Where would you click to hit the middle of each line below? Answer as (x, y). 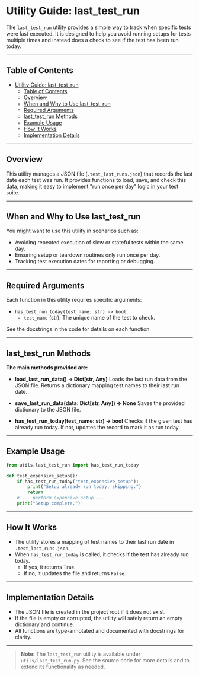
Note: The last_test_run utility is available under (81, 654)
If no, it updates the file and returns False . (75, 573)
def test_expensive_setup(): (42, 476)
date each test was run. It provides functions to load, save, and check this (96, 180)
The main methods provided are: (47, 368)
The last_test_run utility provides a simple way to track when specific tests (99, 27)
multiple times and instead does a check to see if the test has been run (92, 40)
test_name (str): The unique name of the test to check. (89, 318)
